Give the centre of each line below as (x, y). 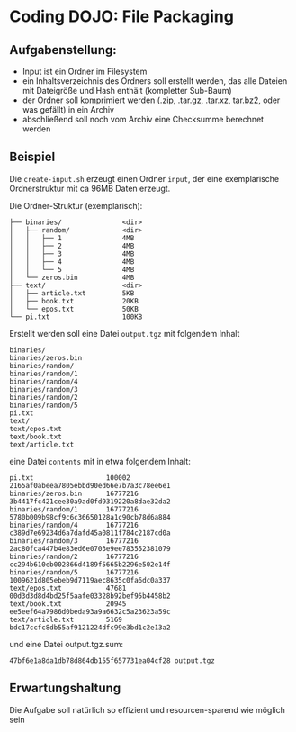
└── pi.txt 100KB (76, 317)
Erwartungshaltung (65, 688)
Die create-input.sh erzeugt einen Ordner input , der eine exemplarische (144, 178)
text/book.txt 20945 (68, 604)
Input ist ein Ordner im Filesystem (85, 71)
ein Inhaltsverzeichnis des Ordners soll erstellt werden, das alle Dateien (155, 81)
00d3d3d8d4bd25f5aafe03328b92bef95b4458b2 (90, 596)
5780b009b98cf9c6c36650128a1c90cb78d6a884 (90, 517)
